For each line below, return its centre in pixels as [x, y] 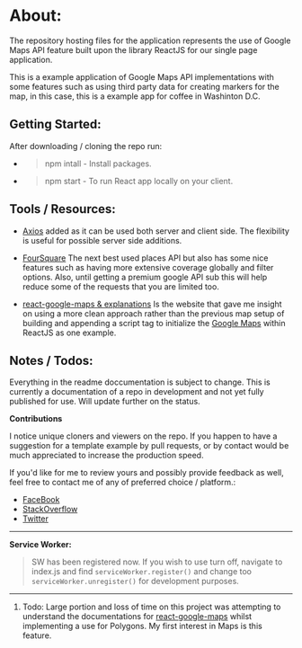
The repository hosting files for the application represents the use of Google [150, 40]
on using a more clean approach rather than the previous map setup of [153, 313]
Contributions [36, 419]
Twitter [36, 519]
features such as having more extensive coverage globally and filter [148, 267]
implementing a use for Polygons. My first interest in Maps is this [142, 626]
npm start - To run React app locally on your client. [139, 181]
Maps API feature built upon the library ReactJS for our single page [133, 49]
